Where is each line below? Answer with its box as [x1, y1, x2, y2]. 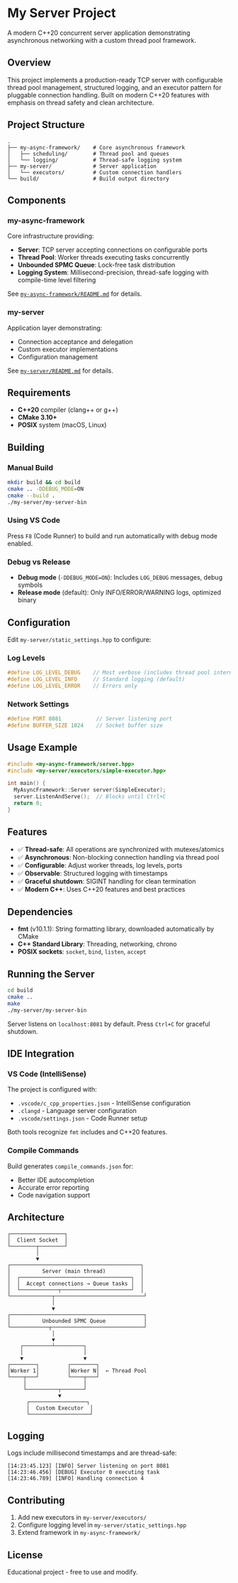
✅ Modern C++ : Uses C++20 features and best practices [17, 885, 186, 893]
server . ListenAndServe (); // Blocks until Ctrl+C [13, 793, 166, 801]
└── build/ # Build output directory [7, 175, 170, 182]
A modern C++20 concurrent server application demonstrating [7, 28, 191, 37]
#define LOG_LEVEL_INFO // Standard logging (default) [7, 676, 186, 683]
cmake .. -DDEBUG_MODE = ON [7, 485, 84, 492]
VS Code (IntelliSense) [7, 1069, 87, 1079]
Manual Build [7, 462, 54, 472]
